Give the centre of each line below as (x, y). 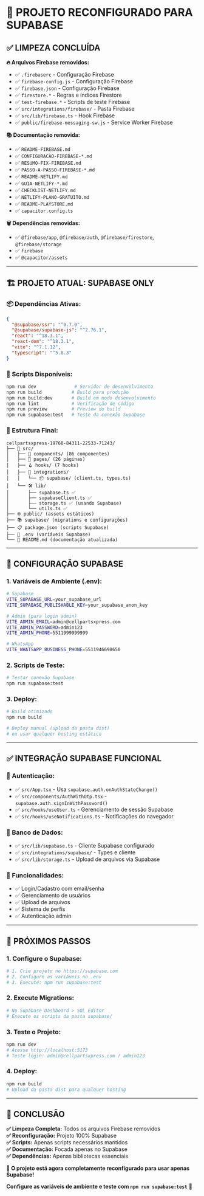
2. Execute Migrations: (40, 998)
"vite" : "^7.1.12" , (36, 347)
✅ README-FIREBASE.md (43, 149)
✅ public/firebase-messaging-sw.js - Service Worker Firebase (94, 122)
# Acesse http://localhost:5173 (47, 1050)
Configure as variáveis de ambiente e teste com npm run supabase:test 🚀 (99, 1187)
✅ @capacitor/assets (41, 257)
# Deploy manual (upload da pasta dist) (58, 728)
